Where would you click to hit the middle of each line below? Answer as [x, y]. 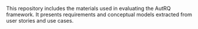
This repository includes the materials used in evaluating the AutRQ [89, 8]
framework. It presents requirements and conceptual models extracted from [99, 14]
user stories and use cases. [40, 21]
